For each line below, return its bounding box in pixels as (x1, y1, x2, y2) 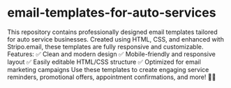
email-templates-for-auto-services (7, 5, 216, 21)
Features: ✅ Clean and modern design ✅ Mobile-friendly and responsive (7, 50, 216, 58)
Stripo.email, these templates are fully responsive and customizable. (7, 42, 204, 51)
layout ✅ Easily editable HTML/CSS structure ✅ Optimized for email (7, 58, 201, 66)
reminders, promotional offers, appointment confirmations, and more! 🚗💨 (7, 73, 216, 81)
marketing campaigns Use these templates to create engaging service (7, 65, 209, 73)
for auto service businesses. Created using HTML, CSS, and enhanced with (7, 35, 225, 43)
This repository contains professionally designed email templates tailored (7, 28, 218, 36)
